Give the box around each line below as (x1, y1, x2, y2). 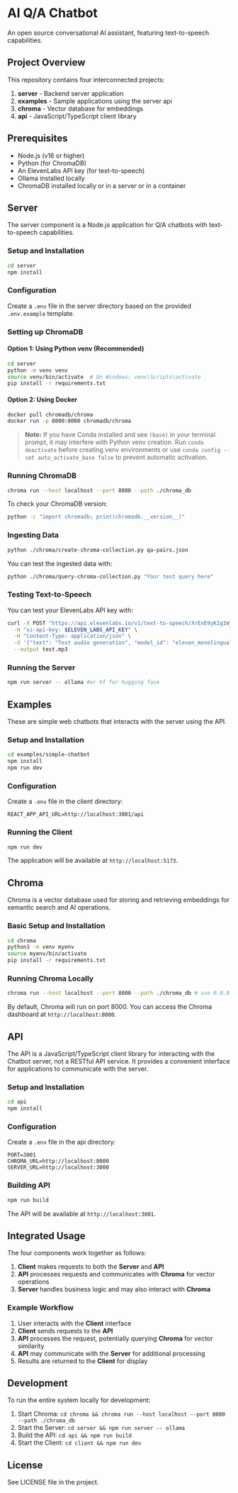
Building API (7, 1180, 51, 1190)
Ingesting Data (7, 530, 59, 540)
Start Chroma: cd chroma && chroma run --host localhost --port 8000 (17, 1410, 225, 1418)
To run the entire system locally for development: (7, 1396, 151, 1404)
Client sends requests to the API (17, 1326, 113, 1335)
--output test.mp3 (13, 646, 69, 654)
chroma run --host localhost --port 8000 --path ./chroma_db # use (7, 990, 211, 997)
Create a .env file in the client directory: (7, 797, 123, 806)
